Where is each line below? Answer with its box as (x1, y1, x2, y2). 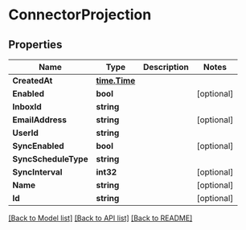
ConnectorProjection (8, 6, 152, 24)
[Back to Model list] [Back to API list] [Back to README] (8, 213, 193, 223)
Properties (8, 38, 63, 51)
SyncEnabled (12, 141, 64, 151)
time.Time (96, 75, 136, 86)
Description (143, 62, 189, 72)
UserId (12, 127, 39, 138)
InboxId (12, 101, 42, 112)
